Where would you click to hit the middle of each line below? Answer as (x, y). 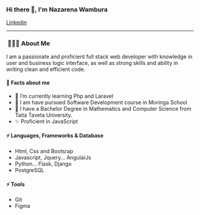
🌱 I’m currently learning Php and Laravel (64, 96)
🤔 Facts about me (28, 83)
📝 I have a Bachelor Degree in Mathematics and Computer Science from (103, 108)
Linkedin (17, 23)
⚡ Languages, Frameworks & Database (55, 136)
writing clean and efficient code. (46, 69)
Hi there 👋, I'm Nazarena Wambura (57, 10)
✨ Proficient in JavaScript (46, 121)
